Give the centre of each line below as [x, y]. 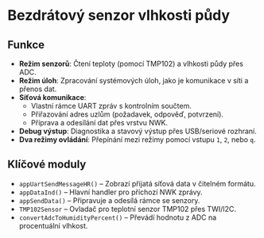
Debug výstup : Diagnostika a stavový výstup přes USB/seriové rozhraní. [138, 131]
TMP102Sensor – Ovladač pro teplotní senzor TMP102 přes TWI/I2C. [127, 209]
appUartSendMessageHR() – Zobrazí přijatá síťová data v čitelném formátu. [137, 183]
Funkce [26, 45]
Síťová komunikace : [52, 97]
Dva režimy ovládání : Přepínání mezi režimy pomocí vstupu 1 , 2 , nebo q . [137, 140]
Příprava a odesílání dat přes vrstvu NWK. [99, 123]
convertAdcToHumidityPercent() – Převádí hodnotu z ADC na [118, 217]
